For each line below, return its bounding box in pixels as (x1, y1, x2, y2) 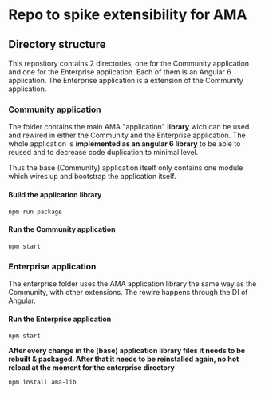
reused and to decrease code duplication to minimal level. (8, 148, 199, 157)
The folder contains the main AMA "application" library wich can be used (8, 122, 250, 132)
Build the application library (8, 189, 102, 199)
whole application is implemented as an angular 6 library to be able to (8, 139, 241, 149)
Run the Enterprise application (8, 314, 112, 324)
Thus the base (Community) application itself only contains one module (8, 163, 243, 173)
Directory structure (8, 38, 106, 51)
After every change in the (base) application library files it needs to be (8, 346, 246, 356)
